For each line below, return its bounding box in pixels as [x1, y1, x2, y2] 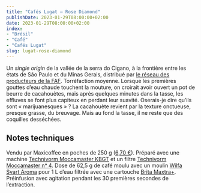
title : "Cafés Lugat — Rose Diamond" [6, 8, 101, 15]
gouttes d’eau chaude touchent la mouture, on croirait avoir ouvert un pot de [6, 84, 195, 91]
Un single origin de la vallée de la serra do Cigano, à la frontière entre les [6, 64, 187, 72]
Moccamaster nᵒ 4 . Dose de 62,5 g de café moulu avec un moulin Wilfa [6, 162, 182, 169]
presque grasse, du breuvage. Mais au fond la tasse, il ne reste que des [6, 109, 184, 116]
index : [6, 25, 23, 32]
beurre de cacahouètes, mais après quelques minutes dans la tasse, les [6, 90, 184, 97]
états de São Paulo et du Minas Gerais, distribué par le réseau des [6, 70, 170, 78]
